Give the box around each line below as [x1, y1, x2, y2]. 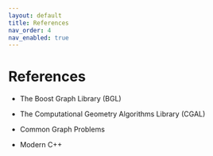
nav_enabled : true [8, 33, 69, 42]
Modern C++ [19, 140, 63, 150]
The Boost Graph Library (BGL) [19, 94, 122, 104]
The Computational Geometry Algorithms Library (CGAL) [19, 109, 206, 119]
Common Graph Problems [19, 124, 106, 135]
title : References [8, 19, 69, 27]
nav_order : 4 [8, 26, 52, 34]
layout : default [8, 11, 62, 20]
